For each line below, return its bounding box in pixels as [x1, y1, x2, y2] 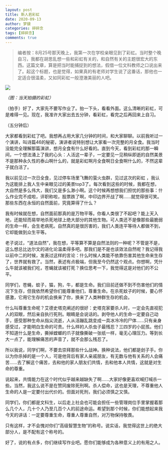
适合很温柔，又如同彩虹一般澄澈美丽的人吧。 [21, 75, 114, 81]
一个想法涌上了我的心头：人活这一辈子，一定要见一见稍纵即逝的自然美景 [13, 151, 163, 158]
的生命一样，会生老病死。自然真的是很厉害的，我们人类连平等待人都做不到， [5, 223, 163, 229]
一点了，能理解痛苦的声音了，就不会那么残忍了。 [9, 336, 110, 342]
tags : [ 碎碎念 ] [5, 31, 35, 36]
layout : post [5, 7, 32, 13]
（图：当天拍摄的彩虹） [5, 95, 53, 101]
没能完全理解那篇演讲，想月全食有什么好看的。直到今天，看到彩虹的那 [5, 145, 150, 151]
